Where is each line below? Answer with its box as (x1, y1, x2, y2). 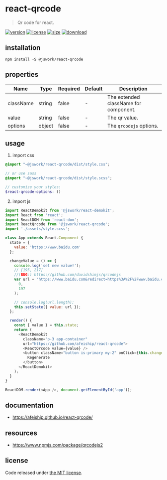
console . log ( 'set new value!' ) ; (14, 263, 81, 268)
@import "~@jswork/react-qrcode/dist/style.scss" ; (5, 175, 112, 181)
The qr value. (107, 114, 138, 121)
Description (119, 85, 148, 92)
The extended (107, 93, 140, 100)
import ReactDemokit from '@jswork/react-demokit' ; (5, 208, 114, 213)
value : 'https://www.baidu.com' (14, 245, 81, 250)
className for (107, 100, 142, 107)
